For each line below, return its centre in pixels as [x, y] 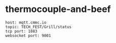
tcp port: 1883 [21, 31]
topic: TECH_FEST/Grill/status [38, 27]
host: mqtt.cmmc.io [26, 22]
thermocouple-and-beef [58, 9]
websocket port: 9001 [28, 35]
